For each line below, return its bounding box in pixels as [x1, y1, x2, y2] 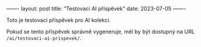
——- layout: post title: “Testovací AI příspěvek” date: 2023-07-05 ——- [6, 5, 186, 12]
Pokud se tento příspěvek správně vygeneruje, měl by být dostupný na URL [6, 28, 196, 35]
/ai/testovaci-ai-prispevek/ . [6, 35, 82, 41]
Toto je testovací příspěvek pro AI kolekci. [6, 17, 111, 23]
